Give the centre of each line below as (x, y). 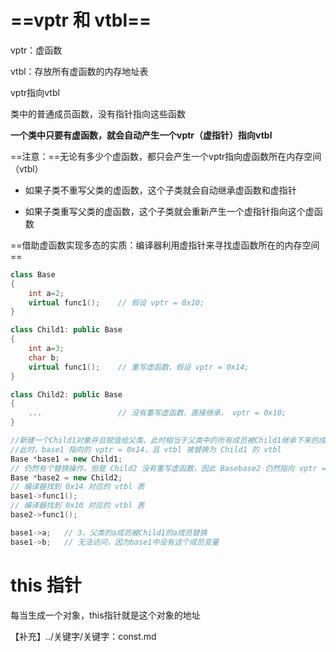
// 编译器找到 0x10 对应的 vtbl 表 (77, 506)
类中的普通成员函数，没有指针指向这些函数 (98, 113)
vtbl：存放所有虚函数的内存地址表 (79, 71)
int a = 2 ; (46, 293)
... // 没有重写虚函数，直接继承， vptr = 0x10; (157, 413)
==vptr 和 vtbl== (81, 20)
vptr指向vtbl (35, 92)
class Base (33, 274)
